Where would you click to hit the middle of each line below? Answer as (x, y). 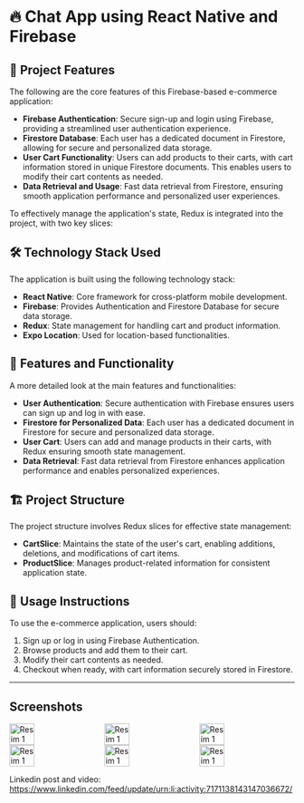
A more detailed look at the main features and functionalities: (123, 385)
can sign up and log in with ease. (84, 412)
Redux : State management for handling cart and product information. (152, 325)
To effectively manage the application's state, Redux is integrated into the (146, 213)
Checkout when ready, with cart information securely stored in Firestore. (157, 670)
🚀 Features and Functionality (92, 364)
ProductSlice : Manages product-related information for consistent (146, 563)
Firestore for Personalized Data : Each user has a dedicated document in (158, 422)
